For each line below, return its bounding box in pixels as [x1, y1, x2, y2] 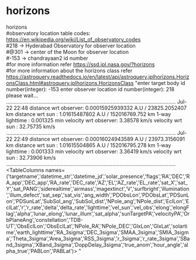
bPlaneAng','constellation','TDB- [6, 216, 83, 223]
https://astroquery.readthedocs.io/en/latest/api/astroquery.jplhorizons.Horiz [6, 73, 190, 80]
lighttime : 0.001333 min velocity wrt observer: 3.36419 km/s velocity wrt [6, 148, 182, 155]
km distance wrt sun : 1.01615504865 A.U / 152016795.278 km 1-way [6, 142, 171, 149]
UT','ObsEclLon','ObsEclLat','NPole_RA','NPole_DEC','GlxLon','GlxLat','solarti [6, 223, 188, 230]
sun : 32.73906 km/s [6, 154, 56, 161]
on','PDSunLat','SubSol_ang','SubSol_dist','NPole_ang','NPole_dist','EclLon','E [6, 197, 190, 204]
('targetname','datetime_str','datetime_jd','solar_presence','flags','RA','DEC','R [6, 173, 190, 180]
